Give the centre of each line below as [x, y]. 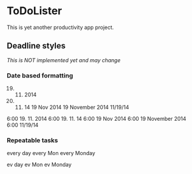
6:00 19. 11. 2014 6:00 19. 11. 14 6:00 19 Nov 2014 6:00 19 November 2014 [97, 119]
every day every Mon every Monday [51, 153]
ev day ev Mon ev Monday [39, 165]
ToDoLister [34, 11]
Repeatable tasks [32, 140]
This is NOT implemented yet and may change [64, 60]
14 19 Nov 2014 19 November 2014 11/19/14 [77, 107]
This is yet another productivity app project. [60, 27]
